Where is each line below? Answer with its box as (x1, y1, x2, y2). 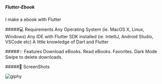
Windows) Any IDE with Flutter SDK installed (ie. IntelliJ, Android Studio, (5, 33, 154, 39)
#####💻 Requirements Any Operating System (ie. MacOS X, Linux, (5, 26, 144, 32)
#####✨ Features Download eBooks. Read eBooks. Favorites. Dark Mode (5, 48, 157, 54)
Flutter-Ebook (5, 4, 35, 10)
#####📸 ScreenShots (5, 64, 50, 70)
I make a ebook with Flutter (5, 16, 62, 22)
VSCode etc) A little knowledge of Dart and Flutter (5, 39, 109, 45)
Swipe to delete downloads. (5, 54, 63, 60)
